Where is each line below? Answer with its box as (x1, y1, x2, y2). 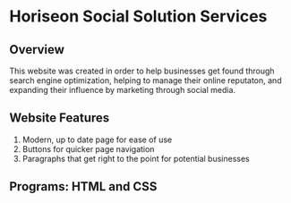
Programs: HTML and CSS (9, 179, 158, 194)
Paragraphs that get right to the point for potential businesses (21, 153, 250, 164)
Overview (9, 42, 65, 57)
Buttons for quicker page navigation (21, 143, 155, 154)
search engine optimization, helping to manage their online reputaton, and (9, 75, 282, 86)
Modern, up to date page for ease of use (21, 134, 173, 145)
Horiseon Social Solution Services (9, 6, 268, 27)
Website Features (9, 110, 110, 126)
